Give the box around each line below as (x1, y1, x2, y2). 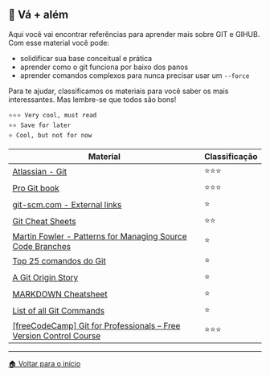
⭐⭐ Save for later (8, 121, 72, 129)
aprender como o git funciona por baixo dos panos (19, 62, 189, 72)
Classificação (203, 150, 258, 161)
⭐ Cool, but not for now (8, 131, 92, 139)
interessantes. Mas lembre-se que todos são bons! (8, 94, 177, 104)
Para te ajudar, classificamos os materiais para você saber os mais (8, 86, 229, 96)
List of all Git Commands (12, 305, 105, 317)
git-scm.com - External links (12, 199, 122, 210)
